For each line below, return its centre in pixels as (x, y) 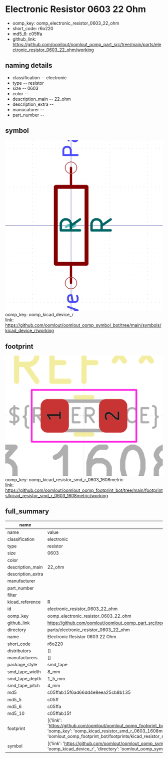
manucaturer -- (28, 109)
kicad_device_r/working (29, 331)
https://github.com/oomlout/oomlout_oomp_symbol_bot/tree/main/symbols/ (83, 325)
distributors (19, 651)
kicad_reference (24, 602)
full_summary (27, 512)
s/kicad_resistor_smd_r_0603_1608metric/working (57, 496)
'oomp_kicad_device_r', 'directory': (83, 748)
